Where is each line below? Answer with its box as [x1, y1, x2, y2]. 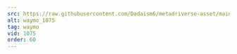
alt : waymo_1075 [7, 17, 55, 24]
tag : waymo [7, 23, 39, 30]
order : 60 [7, 36, 37, 43]
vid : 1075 [7, 29, 37, 37]
